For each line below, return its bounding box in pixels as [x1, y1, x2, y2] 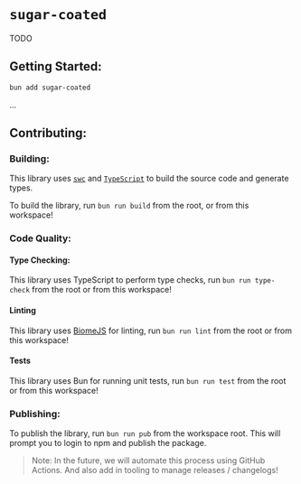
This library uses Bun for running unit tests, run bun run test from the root [9, 375, 287, 386]
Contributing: [9, 126, 88, 141]
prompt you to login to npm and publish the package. [9, 438, 207, 449]
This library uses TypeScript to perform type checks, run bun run [9, 275, 251, 285]
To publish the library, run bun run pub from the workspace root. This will [9, 428, 281, 439]
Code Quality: [9, 232, 71, 245]
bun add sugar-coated [9, 83, 91, 92]
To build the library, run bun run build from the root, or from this [9, 200, 249, 211]
